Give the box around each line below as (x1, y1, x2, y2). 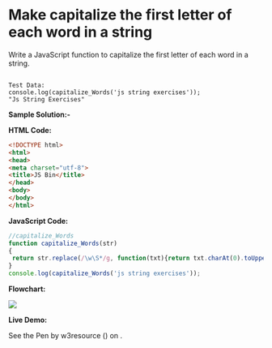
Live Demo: (8, 315, 47, 325)
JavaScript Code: (8, 216, 69, 226)
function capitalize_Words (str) (8, 239, 117, 247)
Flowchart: (8, 284, 46, 294)
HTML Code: (8, 125, 52, 135)
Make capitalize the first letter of (8, 6, 232, 24)
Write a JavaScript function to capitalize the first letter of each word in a (8, 49, 249, 59)
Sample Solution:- (8, 110, 71, 119)
